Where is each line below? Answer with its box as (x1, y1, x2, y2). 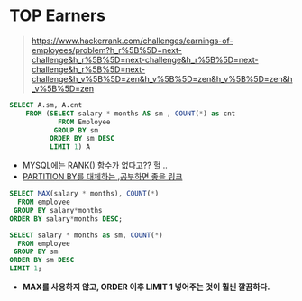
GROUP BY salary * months (13, 205, 103, 214)
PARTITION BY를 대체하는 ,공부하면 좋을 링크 (22, 171, 183, 182)
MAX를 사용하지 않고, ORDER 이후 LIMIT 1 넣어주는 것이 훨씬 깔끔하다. (22, 281, 270, 293)
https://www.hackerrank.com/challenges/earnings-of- (31, 35, 233, 46)
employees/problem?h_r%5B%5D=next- (31, 44, 183, 55)
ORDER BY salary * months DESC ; (9, 214, 124, 223)
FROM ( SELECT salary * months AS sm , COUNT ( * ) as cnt (25, 109, 236, 118)
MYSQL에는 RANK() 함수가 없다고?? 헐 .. (22, 160, 169, 171)
